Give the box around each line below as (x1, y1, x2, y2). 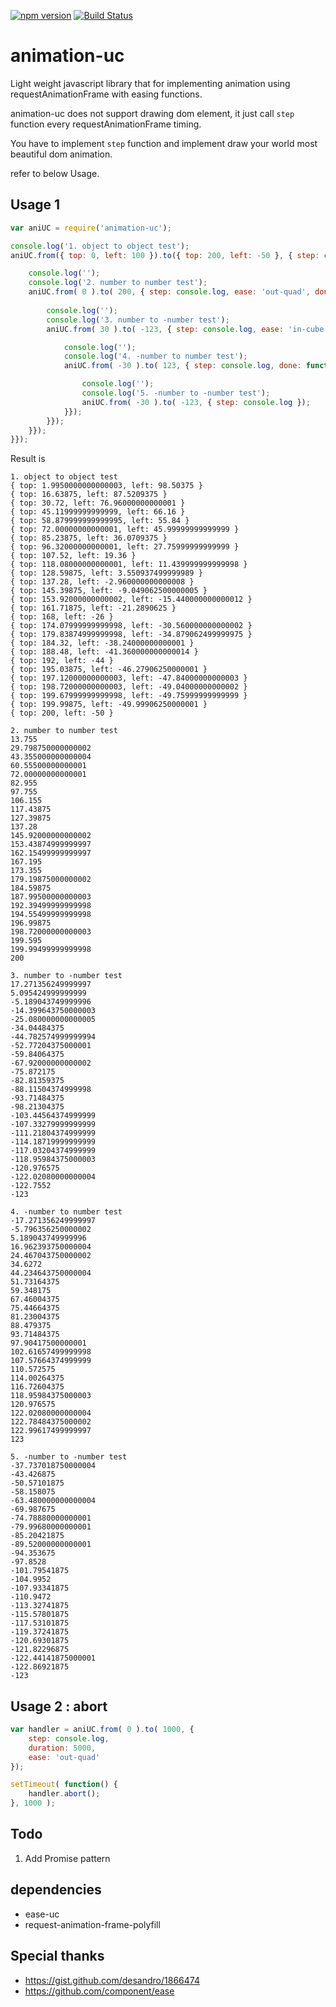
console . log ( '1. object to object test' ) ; (10, 241, 190, 251)
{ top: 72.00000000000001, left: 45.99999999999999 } (10, 525, 240, 535)
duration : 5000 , (28, 1743, 97, 1753)
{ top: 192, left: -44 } (10, 656, 114, 666)
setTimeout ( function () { (10, 1780, 118, 1790)
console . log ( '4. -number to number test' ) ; (63, 351, 248, 362)
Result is (10, 453, 46, 465)
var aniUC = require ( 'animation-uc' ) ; (10, 223, 172, 233)
